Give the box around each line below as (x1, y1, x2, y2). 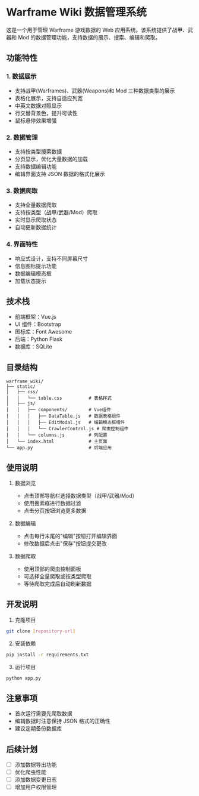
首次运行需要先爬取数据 (14, 710, 72, 717)
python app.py (6, 675, 42, 681)
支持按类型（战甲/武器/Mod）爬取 (14, 209, 98, 216)
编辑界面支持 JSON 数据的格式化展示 (14, 170, 105, 177)
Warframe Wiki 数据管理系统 (6, 5, 147, 19)
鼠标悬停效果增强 (14, 117, 57, 124)
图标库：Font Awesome (14, 328, 72, 335)
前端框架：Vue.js (14, 313, 56, 320)
